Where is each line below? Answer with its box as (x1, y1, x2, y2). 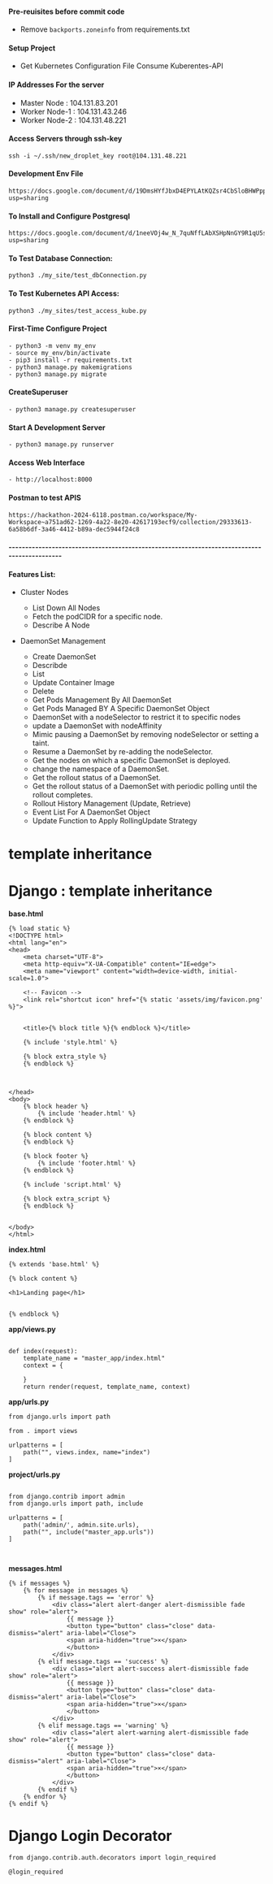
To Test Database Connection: (8, 253, 114, 263)
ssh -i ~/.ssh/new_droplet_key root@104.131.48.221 (8, 151, 187, 160)
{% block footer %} (23, 1152, 89, 1160)
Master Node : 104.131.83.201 (19, 98, 118, 107)
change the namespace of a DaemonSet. (32, 764, 170, 774)
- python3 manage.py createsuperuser (8, 406, 136, 414)
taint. (32, 738, 50, 748)
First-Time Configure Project (8, 323, 107, 333)
